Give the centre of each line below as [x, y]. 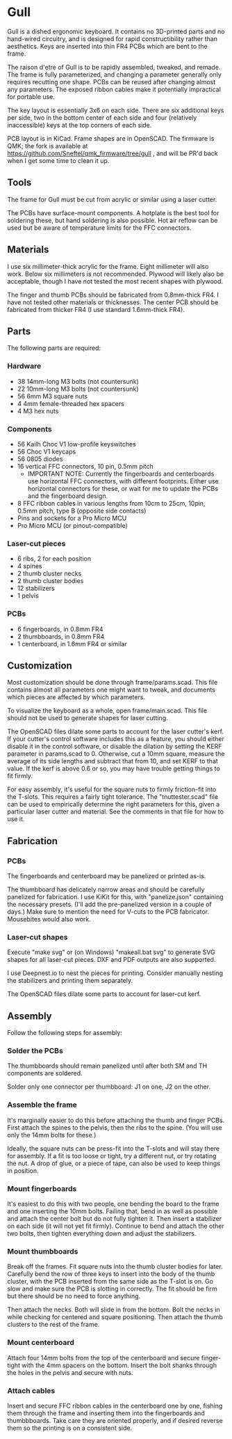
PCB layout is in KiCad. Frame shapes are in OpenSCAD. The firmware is [111, 138]
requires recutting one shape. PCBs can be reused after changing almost [111, 81]
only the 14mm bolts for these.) [52, 1135]
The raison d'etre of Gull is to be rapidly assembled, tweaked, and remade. [114, 67]
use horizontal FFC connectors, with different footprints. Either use [123, 481]
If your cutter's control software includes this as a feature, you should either [116, 739]
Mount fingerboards [42, 1188]
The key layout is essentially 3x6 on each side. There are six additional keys [116, 110]
